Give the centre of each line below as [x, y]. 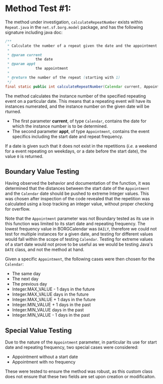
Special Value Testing [38, 330]
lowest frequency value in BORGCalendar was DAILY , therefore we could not [81, 229]
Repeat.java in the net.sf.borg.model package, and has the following [74, 27]
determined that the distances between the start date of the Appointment [77, 189]
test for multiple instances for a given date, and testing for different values [79, 234]
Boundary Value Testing [42, 171]
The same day [26, 274]
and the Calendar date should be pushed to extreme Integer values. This [77, 193]
